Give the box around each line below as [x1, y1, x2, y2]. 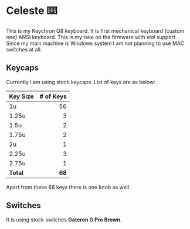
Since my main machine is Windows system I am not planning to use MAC [6, 40, 185, 47]
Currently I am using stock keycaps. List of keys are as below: [6, 78, 155, 85]
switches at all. [6, 46, 42, 53]
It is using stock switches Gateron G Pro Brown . [6, 216, 122, 223]
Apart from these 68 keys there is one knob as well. [6, 183, 131, 190]
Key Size [9, 92, 34, 100]
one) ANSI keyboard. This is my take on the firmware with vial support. [6, 33, 177, 40]
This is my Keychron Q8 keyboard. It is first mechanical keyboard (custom [6, 27, 185, 34]
